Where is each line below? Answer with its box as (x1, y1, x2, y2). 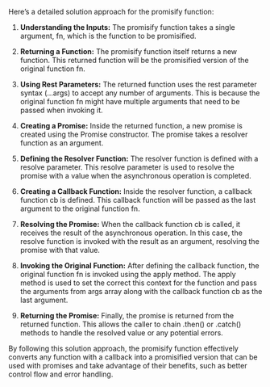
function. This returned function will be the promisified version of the (19, 56, 249, 65)
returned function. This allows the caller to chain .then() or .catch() (19, 319, 242, 329)
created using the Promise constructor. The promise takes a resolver (19, 129, 248, 139)
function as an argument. (19, 138, 104, 148)
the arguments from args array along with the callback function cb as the (19, 287, 263, 296)
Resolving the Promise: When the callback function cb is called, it (19, 220, 240, 229)
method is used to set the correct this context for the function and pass (19, 278, 258, 288)
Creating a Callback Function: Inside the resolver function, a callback (19, 187, 252, 196)
